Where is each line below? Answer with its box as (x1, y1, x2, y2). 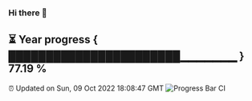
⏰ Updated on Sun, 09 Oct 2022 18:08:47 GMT (8, 83, 165, 93)
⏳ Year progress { (8, 33, 99, 46)
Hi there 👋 (8, 7, 48, 18)
